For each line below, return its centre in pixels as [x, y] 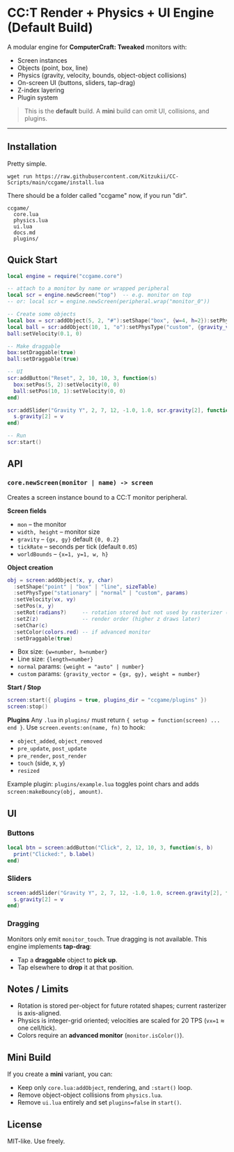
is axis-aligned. [39, 1013]
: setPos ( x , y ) [34, 606]
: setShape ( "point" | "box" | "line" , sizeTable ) [85, 587]
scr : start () [24, 443]
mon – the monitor [42, 524]
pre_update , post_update [52, 748]
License [25, 1124]
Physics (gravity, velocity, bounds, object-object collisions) [102, 75]
